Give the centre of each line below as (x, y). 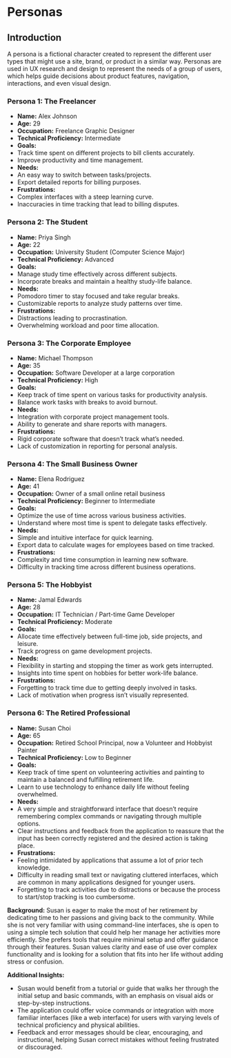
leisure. (28, 644)
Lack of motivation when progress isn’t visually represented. (103, 695)
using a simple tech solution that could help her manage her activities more (114, 932)
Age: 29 (29, 124)
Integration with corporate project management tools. (93, 417)
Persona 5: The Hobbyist (49, 585)
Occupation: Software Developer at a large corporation (96, 373)
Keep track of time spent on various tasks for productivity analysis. (112, 395)
